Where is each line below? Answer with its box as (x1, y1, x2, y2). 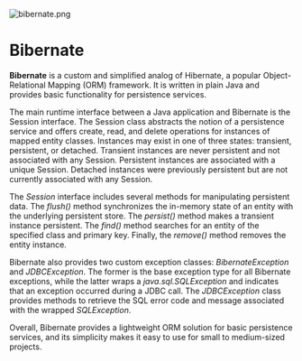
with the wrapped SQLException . (9, 304, 132, 315)
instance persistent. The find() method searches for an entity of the (9, 219, 260, 230)
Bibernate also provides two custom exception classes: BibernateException (9, 256, 289, 267)
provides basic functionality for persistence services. (9, 88, 207, 99)
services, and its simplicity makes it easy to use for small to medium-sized (9, 331, 286, 342)
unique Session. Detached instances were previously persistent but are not (9, 163, 288, 175)
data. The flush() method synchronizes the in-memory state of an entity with (9, 200, 294, 211)
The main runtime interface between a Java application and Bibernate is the (9, 106, 291, 117)
